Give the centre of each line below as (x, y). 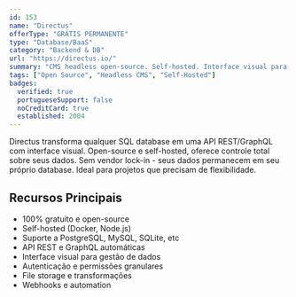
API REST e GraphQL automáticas (83, 247)
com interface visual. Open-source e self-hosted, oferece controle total (140, 151)
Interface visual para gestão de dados (91, 256)
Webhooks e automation (66, 285)
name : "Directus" (41, 26)
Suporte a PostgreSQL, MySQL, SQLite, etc (101, 238)
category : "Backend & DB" (57, 51)
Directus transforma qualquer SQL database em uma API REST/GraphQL (141, 142)
